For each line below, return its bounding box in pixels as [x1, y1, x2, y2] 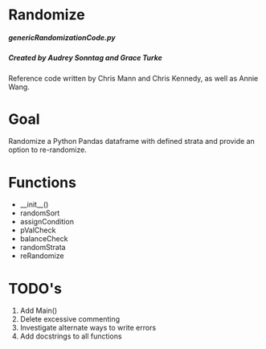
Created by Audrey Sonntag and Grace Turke [8, 53, 163, 63]
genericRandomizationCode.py [8, 32, 116, 42]
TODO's [8, 279, 63, 298]
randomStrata [19, 243, 66, 253]
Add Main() [19, 306, 58, 315]
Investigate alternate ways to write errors [19, 323, 157, 333]
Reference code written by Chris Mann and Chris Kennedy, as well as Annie [8, 73, 259, 83]
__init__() [19, 199, 49, 210]
